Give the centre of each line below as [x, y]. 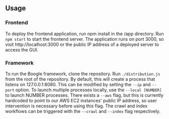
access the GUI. [22, 49]
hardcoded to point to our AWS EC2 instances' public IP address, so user [81, 100]
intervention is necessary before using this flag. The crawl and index [76, 106]
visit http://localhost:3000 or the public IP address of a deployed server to [82, 44]
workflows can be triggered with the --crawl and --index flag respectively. [83, 111]
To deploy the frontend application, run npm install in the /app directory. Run [84, 34]
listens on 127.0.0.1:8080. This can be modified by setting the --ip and [78, 84]
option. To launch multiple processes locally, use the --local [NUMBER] [89, 90]
